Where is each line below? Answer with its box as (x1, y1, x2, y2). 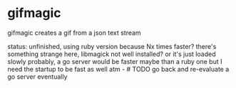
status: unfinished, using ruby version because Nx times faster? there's (7, 42, 217, 50)
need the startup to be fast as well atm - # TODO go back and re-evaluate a (7, 65, 230, 73)
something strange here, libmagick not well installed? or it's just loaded (7, 50, 216, 58)
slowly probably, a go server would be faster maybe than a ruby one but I (7, 57, 222, 65)
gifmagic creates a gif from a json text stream (7, 28, 141, 37)
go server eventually (7, 72, 68, 81)
